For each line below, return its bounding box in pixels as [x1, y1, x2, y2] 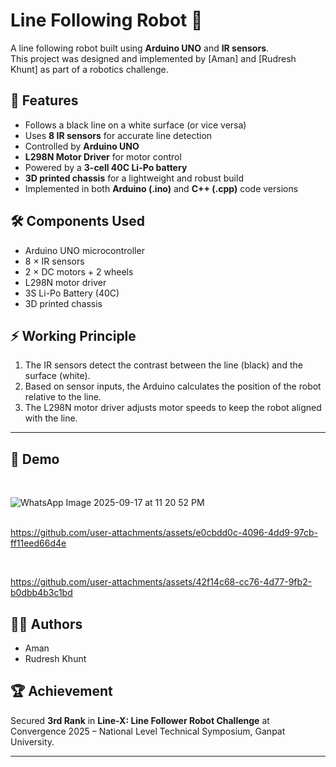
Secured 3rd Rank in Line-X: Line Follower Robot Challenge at [10, 714, 270, 726]
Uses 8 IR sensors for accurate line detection [24, 129, 213, 141]
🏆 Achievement [10, 683, 113, 700]
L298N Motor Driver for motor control [24, 150, 182, 163]
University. [10, 735, 55, 748]
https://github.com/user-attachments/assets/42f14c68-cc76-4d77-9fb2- [10, 576, 313, 588]
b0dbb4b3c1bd [10, 587, 73, 599]
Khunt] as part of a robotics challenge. [10, 63, 169, 75]
